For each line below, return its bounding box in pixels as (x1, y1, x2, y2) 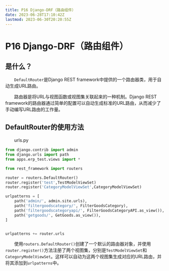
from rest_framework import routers (5, 166, 83, 171)
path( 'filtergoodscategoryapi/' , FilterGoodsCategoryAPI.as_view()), (14, 208, 165, 213)
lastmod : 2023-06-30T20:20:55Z (5, 17, 72, 22)
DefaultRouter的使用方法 (5, 123, 84, 131)
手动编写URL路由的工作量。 (5, 106, 63, 112)
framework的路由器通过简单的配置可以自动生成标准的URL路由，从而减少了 (5, 100, 161, 106)
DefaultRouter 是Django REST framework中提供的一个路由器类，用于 (14, 77, 157, 83)
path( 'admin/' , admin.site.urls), (14, 199, 87, 204)
